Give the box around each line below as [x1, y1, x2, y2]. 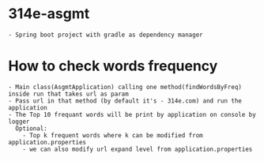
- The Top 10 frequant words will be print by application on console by [8, 110, 257, 118]
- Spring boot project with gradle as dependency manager [8, 31, 203, 39]
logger [8, 118, 30, 125]
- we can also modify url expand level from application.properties [22, 145, 253, 153]
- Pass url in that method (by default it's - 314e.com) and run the [8, 96, 243, 105]
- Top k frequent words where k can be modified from [22, 131, 203, 139]
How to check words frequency [8, 57, 218, 75]
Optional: [15, 124, 47, 133]
